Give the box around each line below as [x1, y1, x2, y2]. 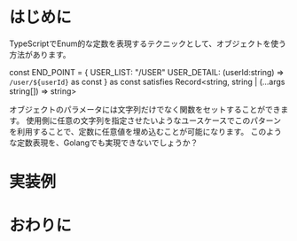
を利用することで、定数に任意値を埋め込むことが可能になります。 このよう [9, 126, 282, 136]
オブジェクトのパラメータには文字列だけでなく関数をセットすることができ [9, 104, 281, 114]
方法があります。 [9, 49, 71, 59]
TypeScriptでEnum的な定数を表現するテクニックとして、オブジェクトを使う [9, 38, 286, 49]
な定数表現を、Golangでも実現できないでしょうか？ [9, 137, 199, 148]
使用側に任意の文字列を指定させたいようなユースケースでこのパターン [26, 115, 282, 126]
